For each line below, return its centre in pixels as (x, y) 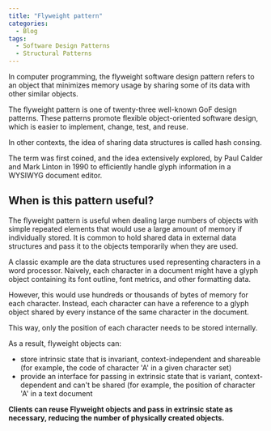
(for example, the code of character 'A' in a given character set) (126, 367)
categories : (28, 23)
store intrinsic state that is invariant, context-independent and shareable (140, 359)
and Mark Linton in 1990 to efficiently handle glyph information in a (120, 166)
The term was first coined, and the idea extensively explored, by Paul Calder (135, 158)
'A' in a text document (56, 393)
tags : (17, 38)
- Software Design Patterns (63, 46)
